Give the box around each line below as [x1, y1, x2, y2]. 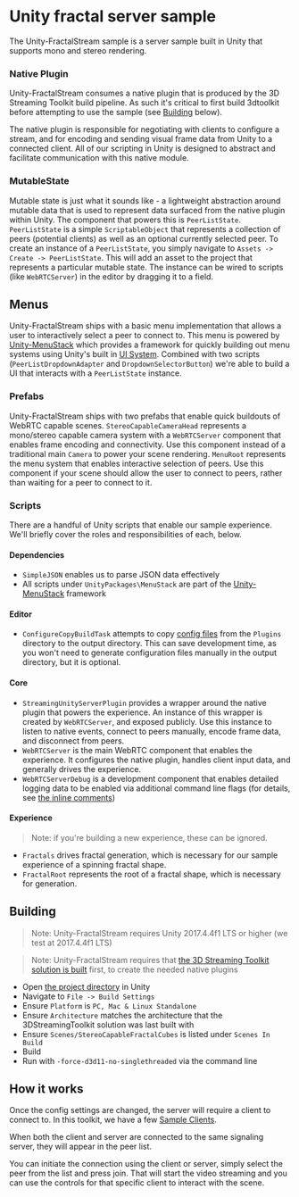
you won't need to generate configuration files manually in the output [21, 647, 278, 658]
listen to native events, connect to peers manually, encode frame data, [21, 726, 281, 736]
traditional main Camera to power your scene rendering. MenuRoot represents [9, 448, 287, 459]
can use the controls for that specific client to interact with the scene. [9, 1177, 265, 1188]
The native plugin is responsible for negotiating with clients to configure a [9, 124, 279, 135]
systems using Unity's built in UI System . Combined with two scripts [9, 349, 261, 360]
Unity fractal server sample [9, 6, 217, 27]
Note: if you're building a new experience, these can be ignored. [30, 832, 268, 843]
